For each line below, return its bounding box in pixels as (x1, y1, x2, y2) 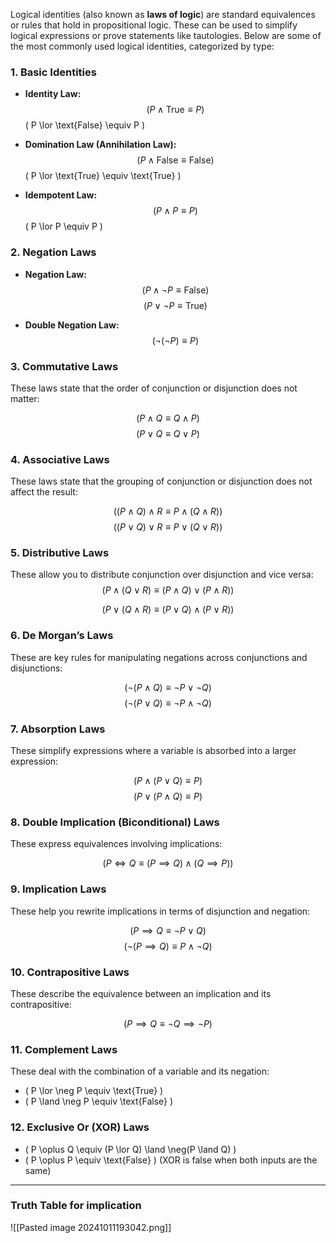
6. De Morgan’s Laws (10, 629, 114, 643)
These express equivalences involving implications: (10, 838, 223, 850)
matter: (10, 392, 40, 404)
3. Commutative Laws (10, 359, 119, 373)
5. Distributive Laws (10, 546, 110, 560)
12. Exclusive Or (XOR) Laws (10, 1120, 150, 1134)
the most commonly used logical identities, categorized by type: (10, 40, 275, 52)
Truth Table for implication (10, 1199, 142, 1213)
